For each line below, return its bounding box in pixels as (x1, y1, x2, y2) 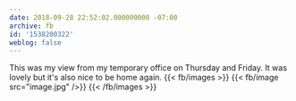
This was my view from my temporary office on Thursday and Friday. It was (9, 63, 288, 73)
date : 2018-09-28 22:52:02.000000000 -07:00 (9, 13, 178, 22)
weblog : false (9, 38, 63, 47)
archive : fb (9, 21, 54, 30)
